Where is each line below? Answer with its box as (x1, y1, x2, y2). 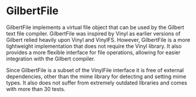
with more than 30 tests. (6, 85, 66, 92)
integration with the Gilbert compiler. (6, 55, 95, 62)
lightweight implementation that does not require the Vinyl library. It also (6, 43, 182, 50)
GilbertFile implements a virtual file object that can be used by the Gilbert (6, 24, 185, 31)
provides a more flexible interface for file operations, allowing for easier (6, 48, 181, 56)
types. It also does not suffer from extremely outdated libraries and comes (6, 79, 188, 86)
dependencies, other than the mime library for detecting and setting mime (6, 73, 187, 80)
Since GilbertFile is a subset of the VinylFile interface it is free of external (6, 66, 184, 73)
